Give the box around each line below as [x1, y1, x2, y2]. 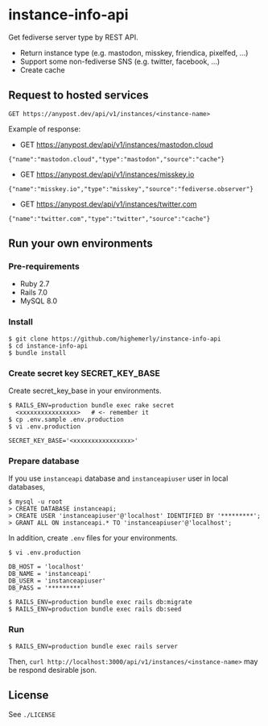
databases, [8, 482, 46, 492]
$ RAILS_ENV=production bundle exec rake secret [8, 402, 175, 410]
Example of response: [8, 123, 81, 134]
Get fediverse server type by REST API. [8, 32, 138, 42]
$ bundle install [8, 348, 67, 357]
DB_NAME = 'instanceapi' [8, 570, 92, 578]
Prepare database [8, 455, 80, 466]
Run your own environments [8, 236, 153, 251]
